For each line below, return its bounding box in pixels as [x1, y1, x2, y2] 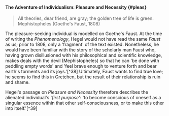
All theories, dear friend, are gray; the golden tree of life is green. [17, 15, 154, 21]
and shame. [5, 79, 30, 85]
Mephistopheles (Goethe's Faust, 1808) [17, 21, 100, 27]
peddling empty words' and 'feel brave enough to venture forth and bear [5, 63, 157, 69]
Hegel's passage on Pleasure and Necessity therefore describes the [5, 89, 148, 95]
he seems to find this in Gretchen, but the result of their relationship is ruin [5, 74, 161, 80]
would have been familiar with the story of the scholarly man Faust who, [5, 47, 156, 53]
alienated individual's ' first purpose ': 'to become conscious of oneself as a [5, 95, 161, 101]
